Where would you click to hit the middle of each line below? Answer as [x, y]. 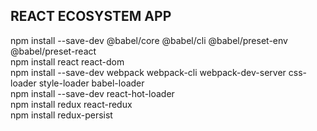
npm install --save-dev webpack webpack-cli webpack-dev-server [148, 72]
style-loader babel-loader [91, 83]
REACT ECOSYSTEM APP [91, 16]
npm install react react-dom [67, 61]
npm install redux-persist [61, 115]
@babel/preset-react [53, 51]
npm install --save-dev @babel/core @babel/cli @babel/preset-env [149, 40]
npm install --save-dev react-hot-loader [92, 93]
